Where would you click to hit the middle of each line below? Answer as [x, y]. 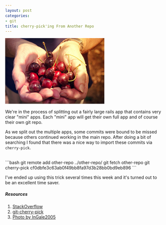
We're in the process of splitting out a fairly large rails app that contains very [83, 112]
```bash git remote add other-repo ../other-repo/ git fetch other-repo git [78, 163]
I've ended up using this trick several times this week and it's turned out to [81, 177]
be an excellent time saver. [32, 183]
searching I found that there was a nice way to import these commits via [79, 142]
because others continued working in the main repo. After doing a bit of [78, 137]
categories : [17, 16]
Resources [17, 194]
